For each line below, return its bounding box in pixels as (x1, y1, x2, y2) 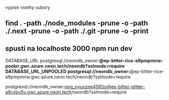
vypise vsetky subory (5, 5, 50, 10)
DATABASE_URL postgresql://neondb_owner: (5, 58, 99, 64)
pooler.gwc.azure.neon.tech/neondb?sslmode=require (5, 63, 125, 69)
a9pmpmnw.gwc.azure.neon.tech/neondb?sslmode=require (5, 74, 131, 80)
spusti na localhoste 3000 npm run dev (5, 44, 133, 53)
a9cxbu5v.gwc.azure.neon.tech (5, 89, 72, 95)
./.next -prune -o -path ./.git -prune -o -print (5, 27, 149, 36)
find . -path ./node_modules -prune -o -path (5, 19, 149, 27)
